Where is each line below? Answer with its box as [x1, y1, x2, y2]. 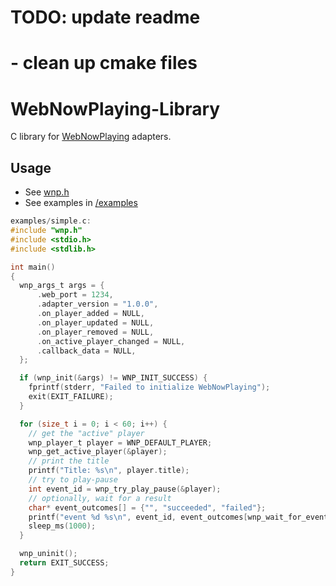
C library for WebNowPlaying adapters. [10, 131, 172, 143]
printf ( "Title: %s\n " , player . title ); [28, 466, 190, 476]
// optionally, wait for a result [28, 493, 172, 503]
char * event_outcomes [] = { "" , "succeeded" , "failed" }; [28, 502, 267, 513]
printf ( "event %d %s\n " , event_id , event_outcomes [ [28, 512, 248, 522]
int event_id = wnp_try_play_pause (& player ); [28, 484, 222, 494]
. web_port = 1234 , [36, 290, 114, 300]
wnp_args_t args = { [19, 281, 105, 291]
